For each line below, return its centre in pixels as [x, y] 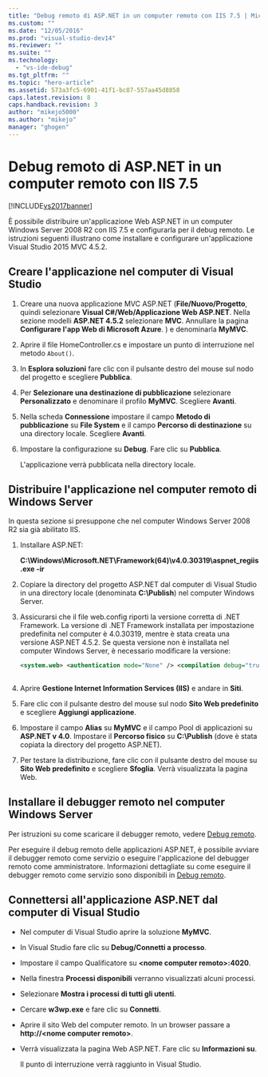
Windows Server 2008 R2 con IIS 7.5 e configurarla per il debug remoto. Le [132, 229]
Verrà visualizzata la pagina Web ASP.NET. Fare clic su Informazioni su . [138, 1048]
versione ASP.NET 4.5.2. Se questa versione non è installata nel [124, 642]
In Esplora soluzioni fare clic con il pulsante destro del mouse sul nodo [136, 368]
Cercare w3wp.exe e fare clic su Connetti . [90, 1009]
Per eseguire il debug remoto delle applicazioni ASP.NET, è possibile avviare [134, 849]
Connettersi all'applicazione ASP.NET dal [113, 900]
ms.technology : [33, 61]
